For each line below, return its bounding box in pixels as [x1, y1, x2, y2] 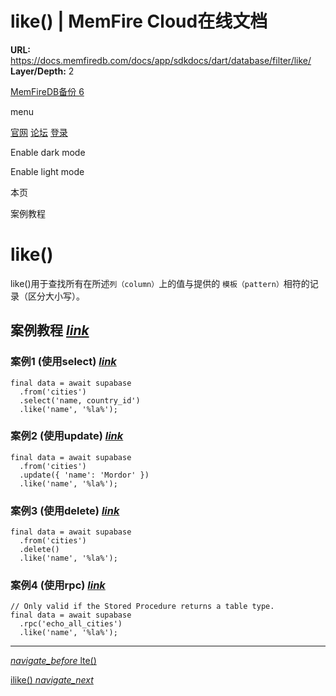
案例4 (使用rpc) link [10, 578, 106, 592]
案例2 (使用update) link [10, 429, 124, 443]
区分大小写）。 [27, 290, 85, 302]
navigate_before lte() [10, 655, 97, 667]
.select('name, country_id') [19, 395, 141, 406]
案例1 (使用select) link [10, 355, 117, 369]
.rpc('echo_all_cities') [19, 619, 123, 629]
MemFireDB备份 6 [10, 85, 85, 97]
